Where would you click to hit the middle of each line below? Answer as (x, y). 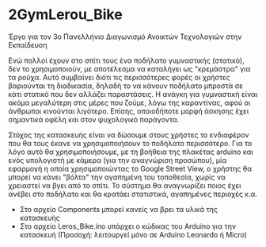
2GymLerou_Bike (65, 15)
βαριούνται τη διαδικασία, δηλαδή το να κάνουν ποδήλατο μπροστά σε (126, 86)
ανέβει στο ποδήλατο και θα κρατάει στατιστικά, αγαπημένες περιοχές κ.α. (133, 194)
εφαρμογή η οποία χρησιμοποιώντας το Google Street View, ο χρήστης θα (130, 168)
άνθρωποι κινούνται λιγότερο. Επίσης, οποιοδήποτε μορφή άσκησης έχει (129, 111)
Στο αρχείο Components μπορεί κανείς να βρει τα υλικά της (119, 209)
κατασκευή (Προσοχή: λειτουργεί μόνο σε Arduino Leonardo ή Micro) (133, 234)
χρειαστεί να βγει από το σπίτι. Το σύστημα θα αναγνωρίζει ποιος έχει (125, 185)
